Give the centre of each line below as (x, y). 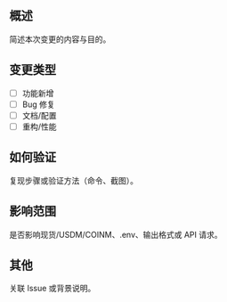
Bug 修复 (38, 104)
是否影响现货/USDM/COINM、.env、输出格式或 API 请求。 (116, 234)
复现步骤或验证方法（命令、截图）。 (73, 180)
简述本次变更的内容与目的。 (60, 39)
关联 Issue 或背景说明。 (53, 289)
